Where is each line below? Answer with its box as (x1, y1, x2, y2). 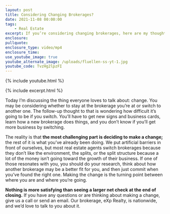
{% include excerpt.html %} (5, 88, 63, 94)
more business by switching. (5, 124, 65, 131)
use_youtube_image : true (5, 54, 58, 60)
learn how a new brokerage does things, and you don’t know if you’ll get (5, 119, 156, 125)
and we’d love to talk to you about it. (5, 203, 81, 209)
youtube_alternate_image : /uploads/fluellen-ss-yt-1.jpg (5, 59, 128, 64)
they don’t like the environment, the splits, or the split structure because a (5, 150, 159, 156)
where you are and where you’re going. (5, 177, 88, 183)
